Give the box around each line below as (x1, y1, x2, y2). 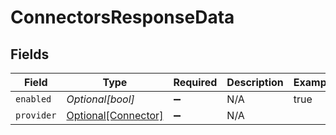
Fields (10, 46, 50, 63)
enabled (15, 94, 52, 105)
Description (226, 76, 284, 89)
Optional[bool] (66, 92, 135, 106)
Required (173, 76, 218, 89)
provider (15, 110, 57, 121)
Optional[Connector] (66, 109, 164, 122)
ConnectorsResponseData (10, 6, 235, 29)
